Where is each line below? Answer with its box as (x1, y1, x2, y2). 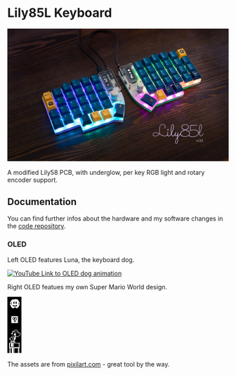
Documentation (7, 196, 77, 208)
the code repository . (7, 222, 66, 230)
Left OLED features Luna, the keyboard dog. (7, 255, 135, 264)
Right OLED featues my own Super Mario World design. (7, 282, 167, 291)
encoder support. (7, 176, 58, 184)
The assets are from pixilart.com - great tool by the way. (7, 360, 170, 368)
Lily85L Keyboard (7, 5, 112, 21)
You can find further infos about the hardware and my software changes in (7, 214, 223, 223)
